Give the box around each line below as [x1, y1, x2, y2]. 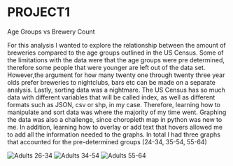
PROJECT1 [7, 4, 70, 20]
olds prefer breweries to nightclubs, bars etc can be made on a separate [7, 78, 216, 86]
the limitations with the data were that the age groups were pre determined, [7, 55, 225, 64]
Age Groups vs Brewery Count [7, 27, 96, 36]
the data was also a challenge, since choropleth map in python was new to [7, 115, 223, 123]
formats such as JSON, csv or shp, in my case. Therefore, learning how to [7, 100, 220, 109]
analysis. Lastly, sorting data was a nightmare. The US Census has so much [7, 85, 226, 94]
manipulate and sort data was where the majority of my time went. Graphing [7, 108, 227, 116]
